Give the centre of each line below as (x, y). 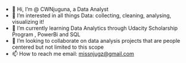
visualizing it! (28, 22)
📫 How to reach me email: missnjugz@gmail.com (73, 54)
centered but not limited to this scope (58, 47)
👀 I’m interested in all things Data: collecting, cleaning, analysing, (92, 15)
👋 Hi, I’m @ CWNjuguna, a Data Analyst (60, 9)
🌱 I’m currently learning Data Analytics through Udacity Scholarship (94, 28)
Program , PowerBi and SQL (46, 34)
